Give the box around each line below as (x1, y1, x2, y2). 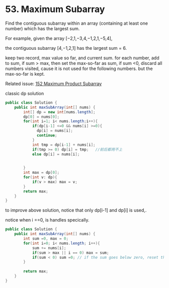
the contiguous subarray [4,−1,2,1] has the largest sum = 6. (5, 45, 127, 51)
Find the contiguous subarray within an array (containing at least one (5, 20, 148, 26)
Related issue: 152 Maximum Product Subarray (5, 81, 102, 87)
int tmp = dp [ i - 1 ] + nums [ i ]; (32, 142, 96, 147)
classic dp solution (5, 90, 44, 96)
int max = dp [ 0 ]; (23, 170, 59, 175)
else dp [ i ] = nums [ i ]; (32, 152, 80, 157)
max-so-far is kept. (5, 70, 45, 77)
